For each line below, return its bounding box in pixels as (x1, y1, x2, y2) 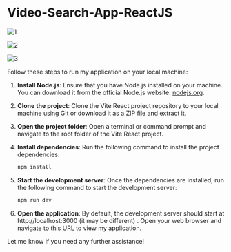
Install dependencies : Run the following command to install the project (17, 143, 219, 151)
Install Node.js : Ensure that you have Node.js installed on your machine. (17, 81, 223, 89)
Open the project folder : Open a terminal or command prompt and (17, 122, 207, 130)
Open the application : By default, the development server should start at (17, 209, 225, 218)
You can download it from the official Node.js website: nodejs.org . (17, 88, 205, 96)
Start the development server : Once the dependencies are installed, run (17, 176, 224, 184)
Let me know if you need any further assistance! (7, 237, 145, 245)
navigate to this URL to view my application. (17, 224, 142, 232)
